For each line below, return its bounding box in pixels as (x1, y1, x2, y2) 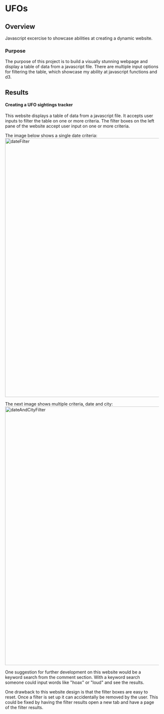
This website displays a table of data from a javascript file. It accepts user (5, 113, 153, 119)
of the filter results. (5, 704, 43, 710)
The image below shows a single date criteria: (5, 132, 98, 138)
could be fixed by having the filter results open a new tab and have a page (5, 699, 155, 705)
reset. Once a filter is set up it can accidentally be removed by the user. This (5, 694, 159, 700)
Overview (5, 22, 36, 31)
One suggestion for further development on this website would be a (5, 669, 142, 675)
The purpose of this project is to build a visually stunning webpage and (5, 59, 148, 64)
